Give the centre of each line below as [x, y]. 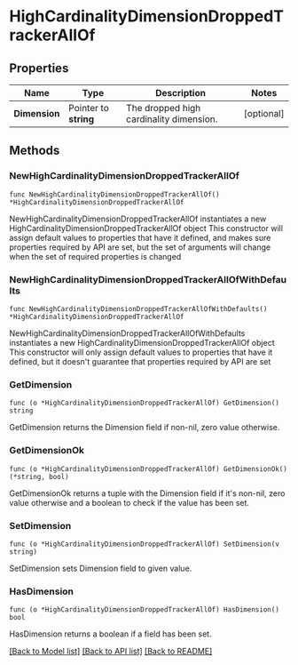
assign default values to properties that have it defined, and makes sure [140, 237]
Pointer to [89, 108]
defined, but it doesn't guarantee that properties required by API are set [140, 361]
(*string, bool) [39, 477]
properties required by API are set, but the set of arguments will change [140, 247]
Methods [35, 151]
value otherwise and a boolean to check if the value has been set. [129, 502]
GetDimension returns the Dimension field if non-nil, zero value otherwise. [145, 428]
